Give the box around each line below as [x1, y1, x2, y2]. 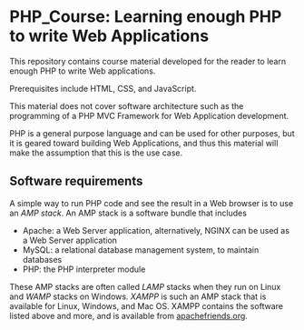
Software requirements [9, 174, 143, 189]
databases [22, 254, 63, 265]
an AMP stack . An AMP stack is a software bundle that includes [9, 207, 248, 218]
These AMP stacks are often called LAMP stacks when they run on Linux [9, 281, 281, 292]
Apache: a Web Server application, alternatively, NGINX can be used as [22, 225, 290, 235]
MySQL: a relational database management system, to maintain [22, 244, 260, 255]
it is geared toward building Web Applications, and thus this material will [9, 137, 279, 148]
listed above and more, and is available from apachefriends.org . [9, 310, 248, 321]
